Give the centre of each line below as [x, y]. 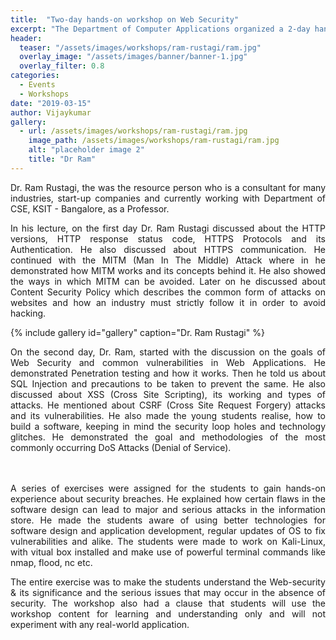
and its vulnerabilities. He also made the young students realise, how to [168, 415]
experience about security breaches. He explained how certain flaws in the [168, 498]
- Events [37, 85]
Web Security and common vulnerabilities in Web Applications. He [168, 362]
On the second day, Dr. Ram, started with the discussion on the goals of [168, 352]
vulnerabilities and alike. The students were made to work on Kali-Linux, [168, 541]
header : [26, 38]
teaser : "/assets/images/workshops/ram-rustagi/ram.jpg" [140, 47]
